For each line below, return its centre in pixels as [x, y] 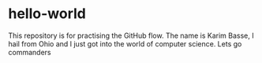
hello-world [47, 14]
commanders [30, 52]
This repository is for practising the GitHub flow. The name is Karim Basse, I [131, 35]
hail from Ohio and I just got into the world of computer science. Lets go [125, 43]
